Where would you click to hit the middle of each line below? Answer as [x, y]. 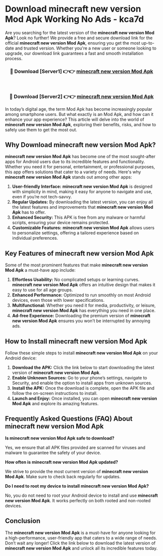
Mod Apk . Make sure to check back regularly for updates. [63, 476]
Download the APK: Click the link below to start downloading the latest [83, 367]
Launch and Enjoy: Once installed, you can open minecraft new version [84, 398]
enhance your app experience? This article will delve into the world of [75, 119]
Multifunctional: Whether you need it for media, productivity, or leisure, [84, 305]
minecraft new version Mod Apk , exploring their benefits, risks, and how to [81, 124]
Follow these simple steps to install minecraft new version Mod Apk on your [81, 353]
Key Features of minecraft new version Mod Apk [79, 253]
